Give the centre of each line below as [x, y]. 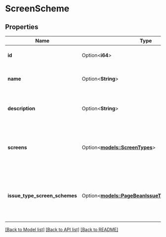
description [21, 108]
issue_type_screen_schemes [42, 196]
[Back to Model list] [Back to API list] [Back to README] [62, 230]
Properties [22, 27]
